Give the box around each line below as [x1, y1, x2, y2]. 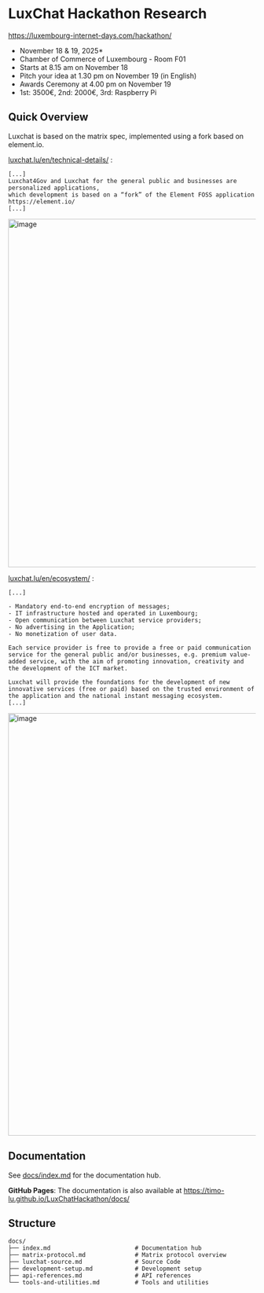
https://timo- [183, 1185, 225, 1195]
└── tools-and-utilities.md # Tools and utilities [8, 1279, 210, 1287]
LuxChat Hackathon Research [8, 5, 207, 23]
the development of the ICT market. [8, 664, 128, 672]
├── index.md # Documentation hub [8, 1244, 202, 1252]
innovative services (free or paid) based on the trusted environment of [8, 685, 255, 692]
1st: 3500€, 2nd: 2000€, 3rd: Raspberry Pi [19, 87, 157, 97]
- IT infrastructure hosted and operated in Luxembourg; [8, 609, 199, 617]
